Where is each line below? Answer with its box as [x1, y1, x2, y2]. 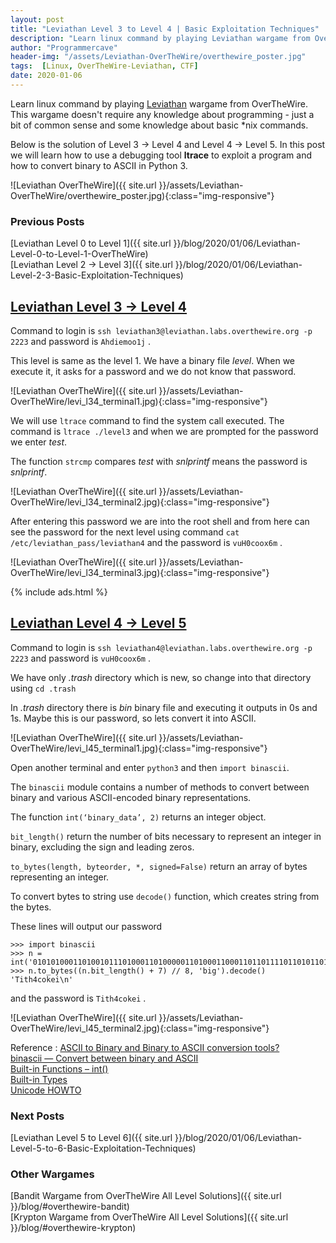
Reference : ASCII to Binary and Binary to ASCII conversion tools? [10, 1041, 280, 1053]
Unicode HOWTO [10, 1084, 82, 1096]
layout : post [10, 14, 65, 25]
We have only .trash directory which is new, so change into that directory [10, 671, 312, 683]
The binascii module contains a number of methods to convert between [10, 781, 310, 793]
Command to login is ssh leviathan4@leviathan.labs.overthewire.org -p [10, 641, 313, 653]
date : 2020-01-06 [10, 71, 83, 81]
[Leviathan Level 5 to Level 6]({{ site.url [10, 1132, 173, 1144]
